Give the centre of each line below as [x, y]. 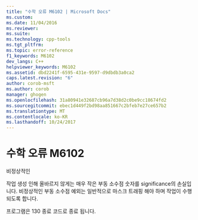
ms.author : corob [28, 89]
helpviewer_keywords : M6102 [41, 67]
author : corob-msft [30, 84]
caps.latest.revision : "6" [40, 78]
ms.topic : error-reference [40, 51]
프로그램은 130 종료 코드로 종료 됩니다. [51, 211]
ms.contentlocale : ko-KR [37, 117]
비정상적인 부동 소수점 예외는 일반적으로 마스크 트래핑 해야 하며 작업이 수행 [106, 191]
